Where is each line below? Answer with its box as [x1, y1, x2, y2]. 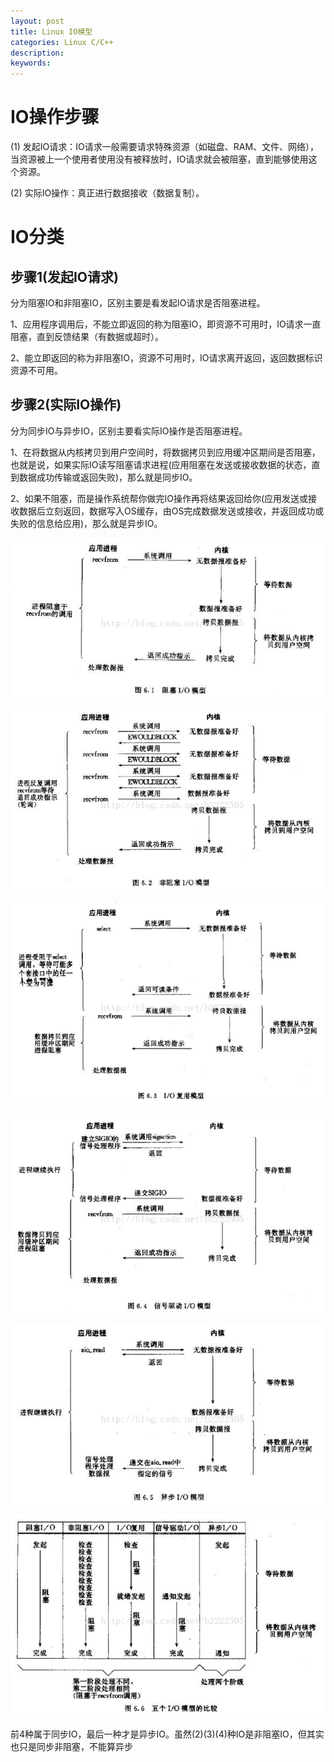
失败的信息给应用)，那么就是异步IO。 [10, 517, 163, 529]
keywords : [10, 58, 52, 69]
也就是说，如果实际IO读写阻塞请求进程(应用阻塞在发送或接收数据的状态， [10, 458, 312, 470]
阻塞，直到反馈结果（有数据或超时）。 [10, 331, 164, 343]
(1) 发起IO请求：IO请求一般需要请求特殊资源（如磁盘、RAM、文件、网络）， [10, 141, 320, 153]
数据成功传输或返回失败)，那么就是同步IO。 [18, 471, 198, 483]
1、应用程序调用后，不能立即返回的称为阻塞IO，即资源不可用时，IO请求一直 [10, 318, 322, 330]
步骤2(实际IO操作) [10, 396, 122, 414]
